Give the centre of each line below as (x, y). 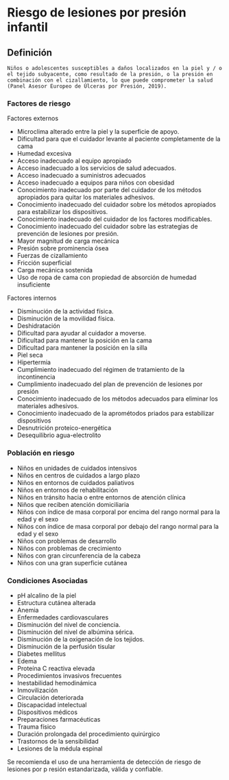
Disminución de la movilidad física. (66, 319)
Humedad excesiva (44, 154)
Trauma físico (36, 726)
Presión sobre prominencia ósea (63, 248)
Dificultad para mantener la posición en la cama (84, 340)
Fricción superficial (44, 263)
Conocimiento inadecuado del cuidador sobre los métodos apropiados (117, 204)
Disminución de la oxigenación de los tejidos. (81, 639)
